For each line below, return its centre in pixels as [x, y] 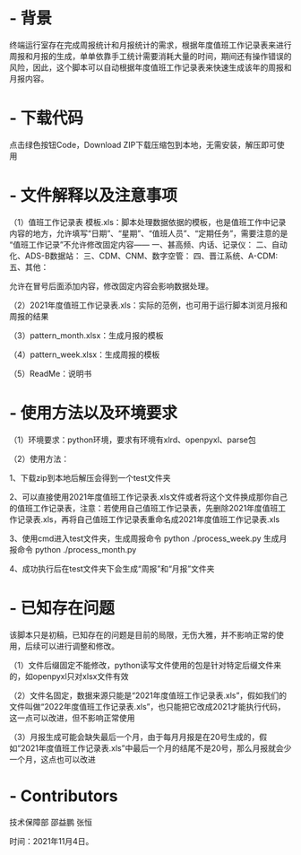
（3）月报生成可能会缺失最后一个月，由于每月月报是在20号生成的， [134, 737]
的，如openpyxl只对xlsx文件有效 [69, 676]
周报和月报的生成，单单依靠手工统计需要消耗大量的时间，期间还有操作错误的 [150, 56]
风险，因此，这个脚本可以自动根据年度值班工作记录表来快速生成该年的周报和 [150, 67]
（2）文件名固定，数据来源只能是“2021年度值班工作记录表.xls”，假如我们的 [148, 695]
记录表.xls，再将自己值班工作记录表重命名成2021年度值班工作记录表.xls [148, 519]
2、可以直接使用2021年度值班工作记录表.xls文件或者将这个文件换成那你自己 [149, 497]
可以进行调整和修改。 [79, 646]
